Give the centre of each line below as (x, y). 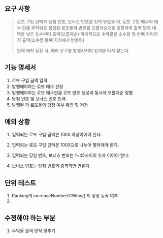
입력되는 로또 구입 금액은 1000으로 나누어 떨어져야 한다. (65, 145)
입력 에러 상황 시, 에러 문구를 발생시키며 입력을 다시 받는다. (73, 50)
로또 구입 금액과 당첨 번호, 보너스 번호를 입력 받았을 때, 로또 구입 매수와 (85, 22)
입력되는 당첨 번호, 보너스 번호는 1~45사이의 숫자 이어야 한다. (70, 155)
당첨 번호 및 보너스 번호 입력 (39, 99)
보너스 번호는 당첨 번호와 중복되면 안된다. (51, 166)
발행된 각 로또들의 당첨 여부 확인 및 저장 (50, 105)
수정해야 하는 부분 (30, 218)
